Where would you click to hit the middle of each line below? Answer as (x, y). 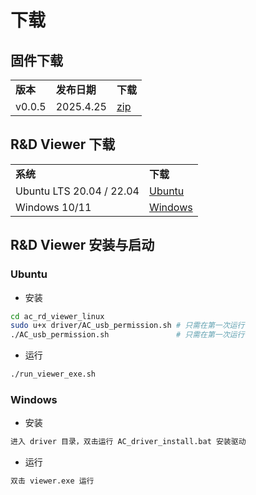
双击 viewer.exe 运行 (52, 481)
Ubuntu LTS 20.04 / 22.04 (77, 191)
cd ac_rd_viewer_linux (57, 316)
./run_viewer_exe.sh (53, 374)
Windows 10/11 (53, 207)
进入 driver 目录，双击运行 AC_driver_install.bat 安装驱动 (128, 442)
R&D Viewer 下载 (63, 144)
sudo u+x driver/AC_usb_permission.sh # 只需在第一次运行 (127, 326)
